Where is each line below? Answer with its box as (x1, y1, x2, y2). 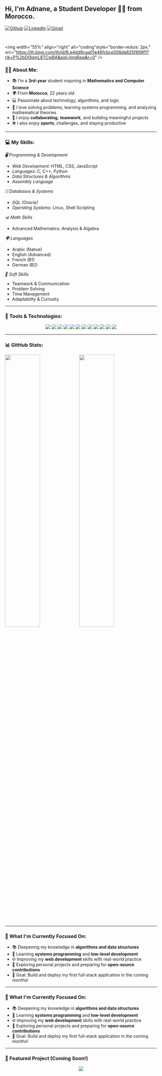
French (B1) (12, 257, 35, 263)
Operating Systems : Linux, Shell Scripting (12, 205, 95, 211)
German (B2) (12, 262, 38, 268)
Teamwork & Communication (12, 281, 70, 286)
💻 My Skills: (5, 139, 35, 146)
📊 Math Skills (5, 214, 33, 221)
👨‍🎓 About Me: (5, 66, 38, 73)
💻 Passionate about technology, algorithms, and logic (12, 97, 120, 103)
